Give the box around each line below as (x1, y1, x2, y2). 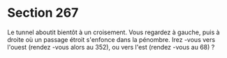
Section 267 (7, 5, 79, 21)
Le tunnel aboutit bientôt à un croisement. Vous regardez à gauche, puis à (7, 28, 220, 36)
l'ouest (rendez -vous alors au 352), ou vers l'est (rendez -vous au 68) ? (7, 43, 215, 51)
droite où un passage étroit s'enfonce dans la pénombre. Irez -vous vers (7, 35, 215, 43)
